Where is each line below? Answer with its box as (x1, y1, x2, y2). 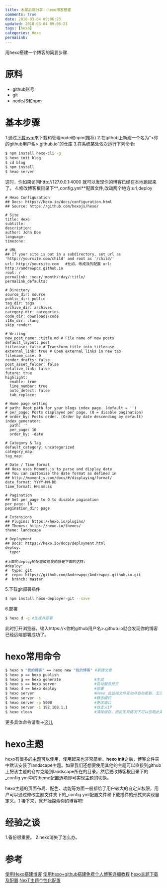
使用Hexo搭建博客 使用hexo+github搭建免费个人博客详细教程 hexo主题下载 (5, 871, 159, 877)
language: (5, 234, 26, 239)
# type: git (5, 568, 32, 573)
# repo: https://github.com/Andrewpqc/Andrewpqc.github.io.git (5, 572, 141, 578)
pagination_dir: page (5, 506, 50, 511)
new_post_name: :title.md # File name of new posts (5, 336, 114, 341)
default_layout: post (5, 340, 50, 345)
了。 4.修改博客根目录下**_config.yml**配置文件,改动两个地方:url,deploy (5, 185, 153, 191)
